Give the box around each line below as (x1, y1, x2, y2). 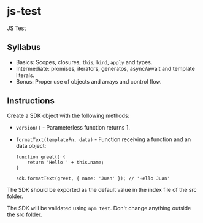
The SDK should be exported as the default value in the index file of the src (7, 186, 197, 193)
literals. (15, 71, 35, 79)
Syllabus (7, 42, 42, 53)
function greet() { (15, 154, 66, 160)
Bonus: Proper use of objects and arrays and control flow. (15, 78, 162, 85)
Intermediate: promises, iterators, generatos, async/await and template (15, 65, 195, 72)
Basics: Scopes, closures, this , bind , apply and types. (15, 58, 153, 65)
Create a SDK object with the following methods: (7, 112, 130, 119)
